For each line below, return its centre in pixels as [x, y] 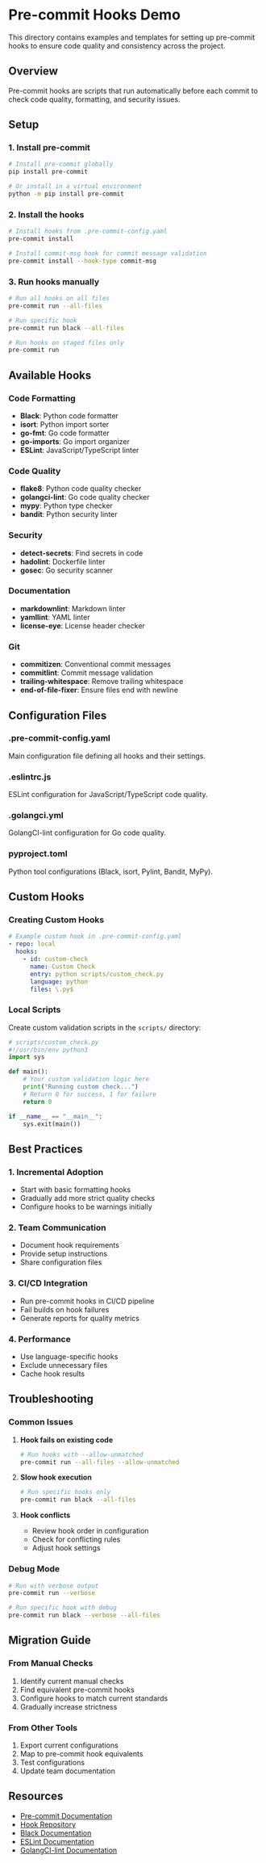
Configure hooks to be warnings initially [86, 1207]
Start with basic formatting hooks [75, 1190]
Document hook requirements [69, 1245]
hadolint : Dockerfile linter [62, 561]
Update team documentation [67, 1771]
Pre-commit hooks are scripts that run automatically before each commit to [133, 90]
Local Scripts [35, 1009]
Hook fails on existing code [66, 1440]
